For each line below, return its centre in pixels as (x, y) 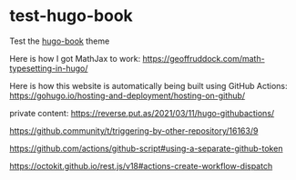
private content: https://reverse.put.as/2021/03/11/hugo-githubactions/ (142, 113)
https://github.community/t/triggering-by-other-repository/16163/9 (134, 130)
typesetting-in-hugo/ (49, 68)
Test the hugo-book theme (60, 41)
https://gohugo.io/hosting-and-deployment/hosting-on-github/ (128, 95)
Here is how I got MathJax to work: (75, 58)
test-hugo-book (71, 16)
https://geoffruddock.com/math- (204, 58)
